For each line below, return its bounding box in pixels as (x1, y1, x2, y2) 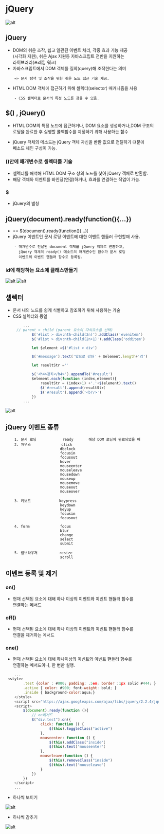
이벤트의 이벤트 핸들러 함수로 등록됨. (18, 254, 83, 259)
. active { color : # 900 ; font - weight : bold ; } (23, 686, 117, 690)
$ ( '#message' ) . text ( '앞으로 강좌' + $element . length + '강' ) (31, 354, 148, 359)
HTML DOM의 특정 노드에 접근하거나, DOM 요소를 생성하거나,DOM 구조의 (12, 123, 154, 128)
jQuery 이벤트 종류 (5, 423, 59, 431)
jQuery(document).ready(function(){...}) (5, 215, 132, 223)
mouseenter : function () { (40, 735, 95, 740)
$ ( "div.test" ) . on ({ (31, 717, 71, 722)
